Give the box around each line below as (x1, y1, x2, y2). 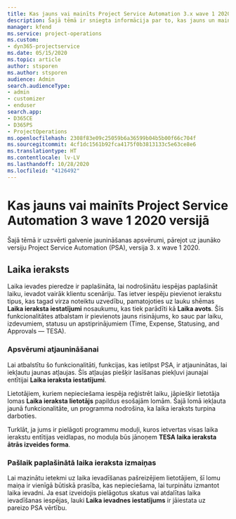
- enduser (7, 102, 37, 109)
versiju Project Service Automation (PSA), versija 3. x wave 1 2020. (7, 243, 200, 252)
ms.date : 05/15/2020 (7, 50, 68, 57)
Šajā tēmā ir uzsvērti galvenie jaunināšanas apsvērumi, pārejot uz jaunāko (7, 236, 221, 244)
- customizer (7, 96, 46, 103)
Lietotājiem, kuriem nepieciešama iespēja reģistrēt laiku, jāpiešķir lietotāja (7, 389, 220, 397)
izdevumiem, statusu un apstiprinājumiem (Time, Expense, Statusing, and (7, 319, 220, 328)
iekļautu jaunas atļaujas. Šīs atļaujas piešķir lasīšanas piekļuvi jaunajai (7, 368, 209, 376)
